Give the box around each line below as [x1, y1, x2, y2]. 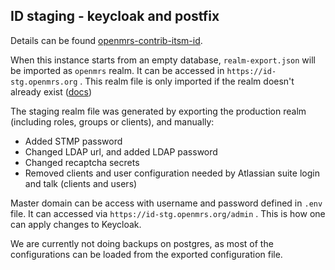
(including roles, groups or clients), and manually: [10, 115, 215, 128]
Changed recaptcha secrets [24, 156, 140, 168]
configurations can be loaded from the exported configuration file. [10, 248, 283, 260]
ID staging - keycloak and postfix [10, 8, 220, 25]
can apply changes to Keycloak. [10, 218, 142, 230]
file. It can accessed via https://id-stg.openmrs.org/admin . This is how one [10, 207, 326, 219]
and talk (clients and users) [24, 177, 138, 189]
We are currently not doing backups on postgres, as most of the [10, 237, 274, 249]
